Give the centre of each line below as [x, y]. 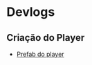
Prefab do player [40, 54]
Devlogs [31, 12]
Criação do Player [46, 38]
